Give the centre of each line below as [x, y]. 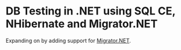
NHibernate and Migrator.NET [82, 24]
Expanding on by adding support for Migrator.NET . [68, 40]
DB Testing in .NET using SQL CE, [91, 11]
